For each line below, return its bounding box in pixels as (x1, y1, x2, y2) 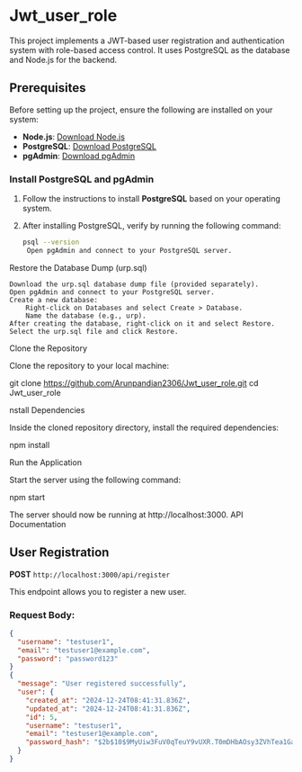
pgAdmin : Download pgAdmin (22, 150, 136, 161)
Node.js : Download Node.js (22, 131, 126, 142)
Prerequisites (9, 80, 86, 95)
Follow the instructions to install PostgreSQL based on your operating (22, 193, 281, 204)
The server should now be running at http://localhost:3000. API (9, 509, 244, 520)
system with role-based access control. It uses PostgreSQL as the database (9, 44, 290, 55)
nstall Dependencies (9, 404, 85, 415)
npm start (9, 491, 46, 502)
